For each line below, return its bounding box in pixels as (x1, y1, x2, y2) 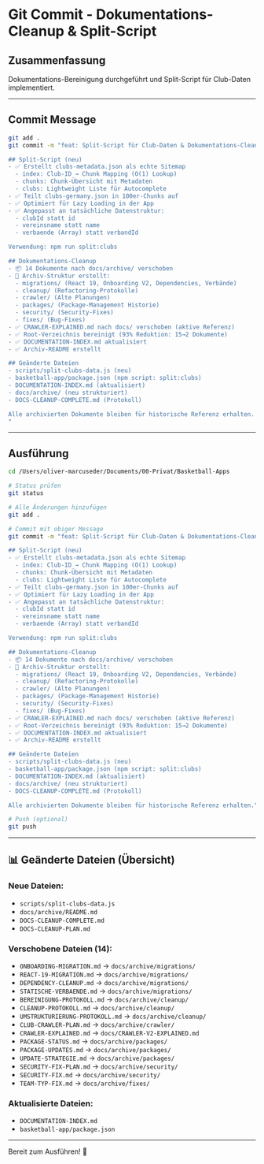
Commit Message (8, 113, 97, 127)
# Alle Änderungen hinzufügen (8, 503, 108, 511)
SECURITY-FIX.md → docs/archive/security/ (19, 1070, 161, 1080)
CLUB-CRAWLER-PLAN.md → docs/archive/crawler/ (19, 1020, 175, 1029)
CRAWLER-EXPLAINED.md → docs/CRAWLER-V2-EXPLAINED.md (19, 1028, 200, 1038)
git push (8, 823, 37, 831)
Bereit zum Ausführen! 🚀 (8, 1147, 88, 1156)
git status (8, 489, 44, 497)
